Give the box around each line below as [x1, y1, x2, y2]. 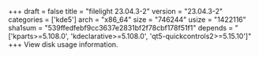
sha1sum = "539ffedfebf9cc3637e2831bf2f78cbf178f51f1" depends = [8, 23, 234, 32]
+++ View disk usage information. [8, 40, 118, 49]
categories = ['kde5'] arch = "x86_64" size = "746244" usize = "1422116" [8, 15, 246, 24]
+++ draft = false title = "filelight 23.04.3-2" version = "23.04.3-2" [8, 7, 223, 16]
